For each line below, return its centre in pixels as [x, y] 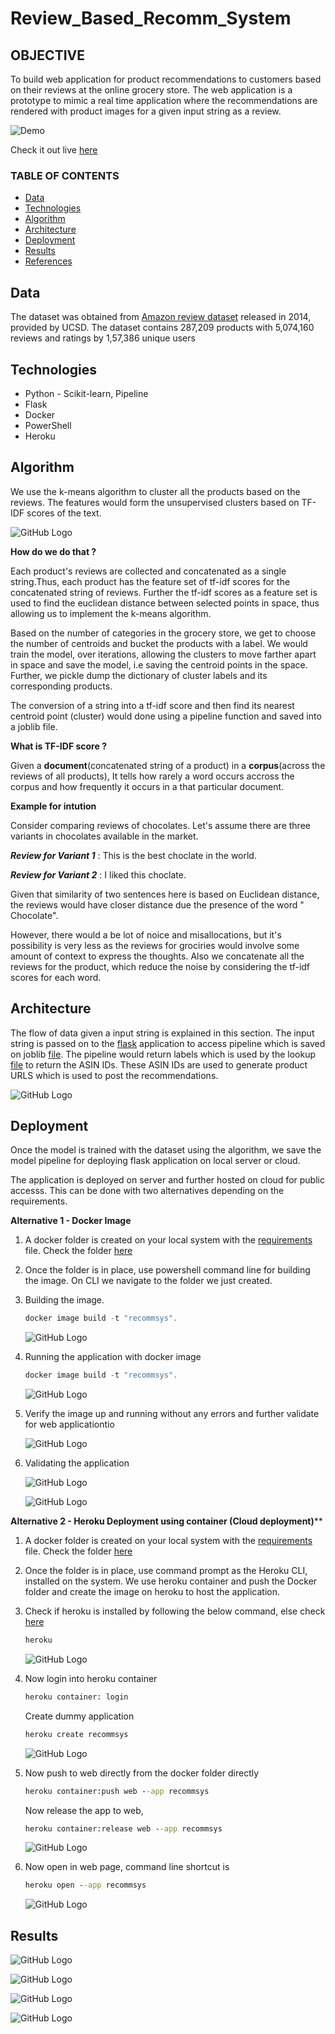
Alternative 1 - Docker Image [71, 1221]
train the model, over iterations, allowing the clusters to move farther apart [163, 654]
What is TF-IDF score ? [58, 746]
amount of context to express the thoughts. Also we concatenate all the [157, 956]
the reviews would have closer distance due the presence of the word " [157, 904]
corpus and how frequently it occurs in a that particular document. [147, 786]
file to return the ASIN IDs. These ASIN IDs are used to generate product [159, 1064]
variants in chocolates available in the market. [104, 836]
